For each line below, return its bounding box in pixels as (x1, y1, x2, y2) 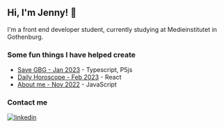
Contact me (7, 98, 48, 107)
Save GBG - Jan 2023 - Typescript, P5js (17, 66, 133, 74)
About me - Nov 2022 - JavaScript (17, 80, 117, 89)
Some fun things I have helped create (7, 50, 136, 60)
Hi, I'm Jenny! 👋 (7, 7, 77, 19)
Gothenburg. (7, 33, 44, 41)
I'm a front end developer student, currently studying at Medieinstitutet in (7, 25, 218, 33)
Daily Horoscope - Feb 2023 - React (17, 73, 122, 82)
